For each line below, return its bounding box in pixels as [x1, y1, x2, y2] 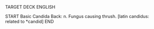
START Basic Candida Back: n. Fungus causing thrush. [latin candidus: [5, 14, 150, 19]
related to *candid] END [5, 19, 54, 24]
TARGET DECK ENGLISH [5, 4, 56, 10]
